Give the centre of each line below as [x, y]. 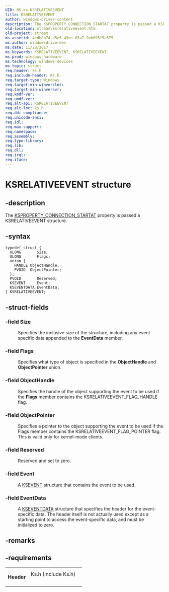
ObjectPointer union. [40, 367]
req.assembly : [20, 136]
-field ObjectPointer [30, 415]
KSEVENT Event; [30, 283]
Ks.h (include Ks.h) [53, 574]
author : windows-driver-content [39, 19]
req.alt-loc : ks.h [24, 108]
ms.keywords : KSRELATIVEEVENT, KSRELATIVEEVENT [56, 52]
